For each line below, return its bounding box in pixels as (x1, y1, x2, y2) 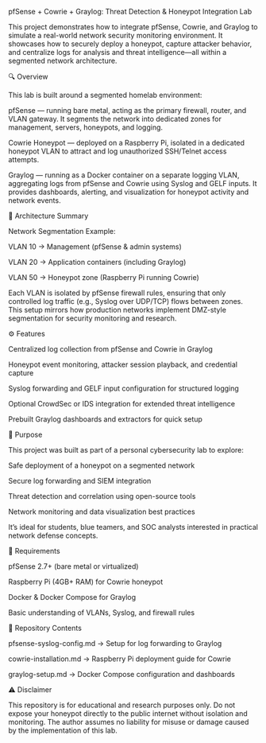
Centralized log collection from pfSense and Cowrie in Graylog (8, 344, 213, 353)
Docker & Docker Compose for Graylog (8, 593, 137, 601)
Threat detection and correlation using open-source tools (8, 492, 196, 500)
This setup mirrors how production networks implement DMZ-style (8, 305, 226, 314)
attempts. (8, 155, 40, 164)
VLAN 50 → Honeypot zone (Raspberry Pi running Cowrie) (8, 273, 200, 282)
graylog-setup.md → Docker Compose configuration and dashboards (8, 670, 236, 679)
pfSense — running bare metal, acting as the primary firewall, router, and (8, 106, 247, 115)
